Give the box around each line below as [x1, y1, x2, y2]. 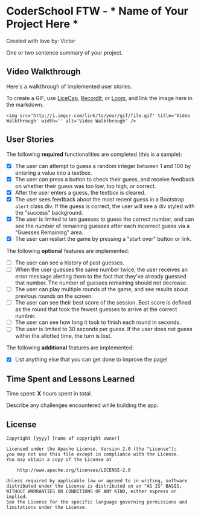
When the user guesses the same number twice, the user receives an [14, 266, 188, 273]
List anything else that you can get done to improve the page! [14, 356, 168, 363]
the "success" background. [14, 209, 83, 216]
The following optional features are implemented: [6, 247, 130, 254]
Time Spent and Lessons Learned [6, 374, 135, 384]
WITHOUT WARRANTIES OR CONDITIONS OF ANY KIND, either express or [6, 488, 177, 494]
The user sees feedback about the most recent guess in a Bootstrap [14, 195, 185, 203]
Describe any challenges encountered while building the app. [6, 402, 159, 409]
